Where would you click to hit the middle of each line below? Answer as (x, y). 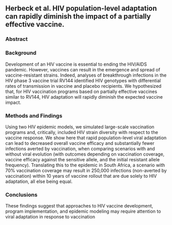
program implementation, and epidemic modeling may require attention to (83, 211)
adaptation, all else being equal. (39, 181)
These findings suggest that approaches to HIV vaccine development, (79, 206)
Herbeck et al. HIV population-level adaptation (81, 8)
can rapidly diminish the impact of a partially (78, 17)
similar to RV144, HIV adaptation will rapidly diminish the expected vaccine (84, 97)
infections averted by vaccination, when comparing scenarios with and (80, 148)
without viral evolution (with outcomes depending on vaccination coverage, (85, 154)
